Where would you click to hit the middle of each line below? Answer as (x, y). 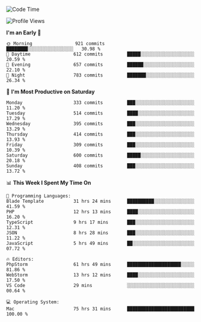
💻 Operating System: (33, 302)
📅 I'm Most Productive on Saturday (50, 91)
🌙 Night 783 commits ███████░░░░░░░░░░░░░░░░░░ (100, 75)
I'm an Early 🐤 (24, 33)
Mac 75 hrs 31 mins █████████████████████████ (100, 309)
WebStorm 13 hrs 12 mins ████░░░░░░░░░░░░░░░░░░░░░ (100, 275)
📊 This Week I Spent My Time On (49, 183)
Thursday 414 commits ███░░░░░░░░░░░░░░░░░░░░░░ (100, 134)
